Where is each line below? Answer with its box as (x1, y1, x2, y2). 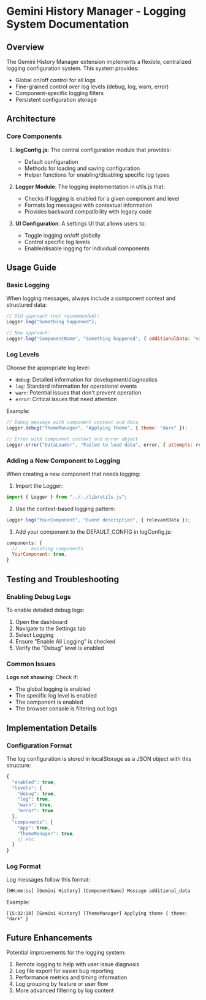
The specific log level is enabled (15, 692, 97, 699)
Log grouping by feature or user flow (15, 980, 109, 988)
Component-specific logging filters (15, 90, 104, 96)
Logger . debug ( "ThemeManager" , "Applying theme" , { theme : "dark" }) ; (6, 425, 188, 431)
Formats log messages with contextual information (24, 201, 153, 209)
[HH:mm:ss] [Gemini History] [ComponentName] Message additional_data (6, 888, 191, 894)
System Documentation (6, 17, 129, 31)
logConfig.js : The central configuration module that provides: (15, 146, 172, 153)
